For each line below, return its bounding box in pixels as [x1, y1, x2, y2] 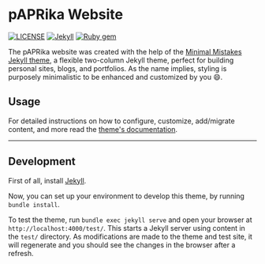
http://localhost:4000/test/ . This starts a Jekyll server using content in [8, 223, 246, 232]
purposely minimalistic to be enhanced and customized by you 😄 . [8, 72, 223, 81]
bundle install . [8, 199, 61, 209]
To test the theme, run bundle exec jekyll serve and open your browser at [8, 215, 252, 224]
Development [8, 155, 77, 168]
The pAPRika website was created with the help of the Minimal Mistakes [8, 47, 242, 56]
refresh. [8, 248, 34, 258]
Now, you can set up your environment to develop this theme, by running [8, 191, 244, 201]
